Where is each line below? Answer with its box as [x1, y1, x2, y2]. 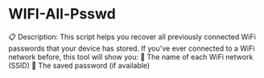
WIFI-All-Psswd [8, 5, 117, 23]
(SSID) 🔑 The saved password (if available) [8, 60, 151, 70]
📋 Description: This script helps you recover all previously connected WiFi [8, 31, 256, 41]
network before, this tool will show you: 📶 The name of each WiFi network [8, 51, 254, 61]
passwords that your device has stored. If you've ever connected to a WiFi [8, 43, 255, 53]
